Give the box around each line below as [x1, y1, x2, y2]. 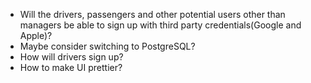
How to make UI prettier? [19, 62, 123, 73]
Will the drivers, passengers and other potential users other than [19, 9, 286, 20]
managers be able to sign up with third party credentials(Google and [19, 19, 302, 31]
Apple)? [19, 30, 53, 41]
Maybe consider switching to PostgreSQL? [19, 40, 196, 52]
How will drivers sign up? [19, 51, 124, 63]
